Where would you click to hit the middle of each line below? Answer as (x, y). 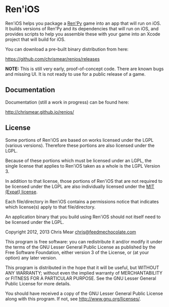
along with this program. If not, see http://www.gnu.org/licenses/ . (73, 298)
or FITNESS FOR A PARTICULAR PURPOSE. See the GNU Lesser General (81, 278)
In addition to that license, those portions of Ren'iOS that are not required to (84, 181)
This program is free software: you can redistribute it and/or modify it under (84, 241)
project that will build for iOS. (35, 39)
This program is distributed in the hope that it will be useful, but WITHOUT (82, 267)
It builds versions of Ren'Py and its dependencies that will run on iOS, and (82, 28)
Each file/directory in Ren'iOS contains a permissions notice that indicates (82, 201)
